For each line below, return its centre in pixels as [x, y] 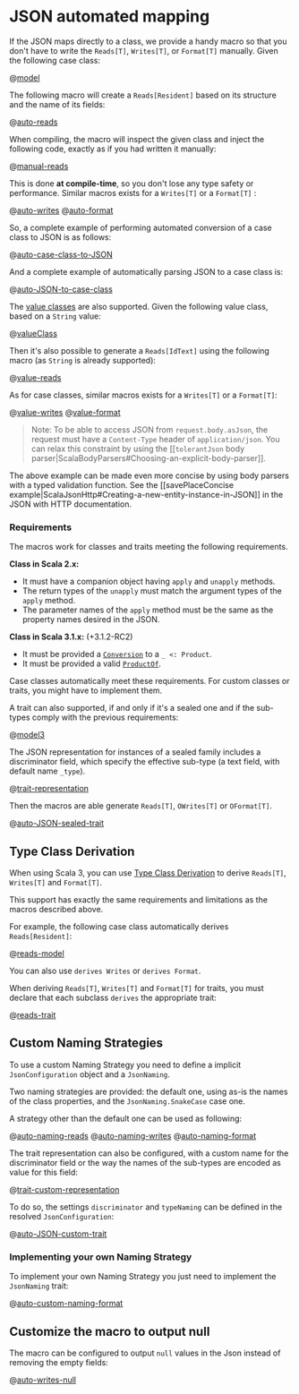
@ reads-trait [33, 1015]
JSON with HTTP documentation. [71, 504]
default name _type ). [47, 771]
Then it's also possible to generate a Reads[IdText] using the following [140, 350]
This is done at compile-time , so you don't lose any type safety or [132, 183]
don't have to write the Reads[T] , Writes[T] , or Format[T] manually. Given [144, 50]
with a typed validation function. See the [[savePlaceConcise [122, 484]
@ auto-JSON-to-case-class [61, 289]
